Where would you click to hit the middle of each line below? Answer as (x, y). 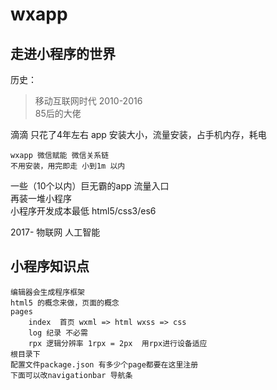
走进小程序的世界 (63, 53)
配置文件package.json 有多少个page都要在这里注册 (104, 364)
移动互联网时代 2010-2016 (88, 101)
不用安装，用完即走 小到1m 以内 (68, 166)
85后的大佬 (58, 113)
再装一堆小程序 (41, 198)
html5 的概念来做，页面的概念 (65, 303)
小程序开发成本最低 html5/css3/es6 (83, 211)
